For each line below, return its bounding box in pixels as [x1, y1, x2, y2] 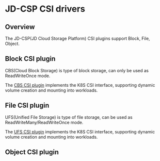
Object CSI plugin [5, 148, 59, 156]
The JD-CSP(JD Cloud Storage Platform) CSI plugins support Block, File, [5, 35, 150, 41]
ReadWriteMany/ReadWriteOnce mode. [5, 119, 83, 125]
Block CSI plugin [5, 55, 56, 63]
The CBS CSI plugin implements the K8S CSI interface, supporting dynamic [5, 82, 155, 88]
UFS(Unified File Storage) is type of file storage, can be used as [5, 114, 133, 120]
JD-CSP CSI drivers [5, 3, 85, 15]
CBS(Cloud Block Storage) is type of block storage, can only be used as [5, 67, 149, 73]
